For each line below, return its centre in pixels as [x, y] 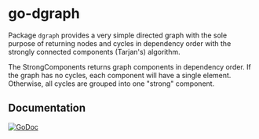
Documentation [47, 108]
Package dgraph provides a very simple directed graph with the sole [118, 35]
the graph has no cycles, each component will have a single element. [120, 75]
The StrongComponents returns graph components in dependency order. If [129, 66]
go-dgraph [44, 14]
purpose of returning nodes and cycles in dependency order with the [120, 43]
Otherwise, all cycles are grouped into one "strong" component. [111, 84]
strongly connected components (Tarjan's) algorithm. [94, 52]
